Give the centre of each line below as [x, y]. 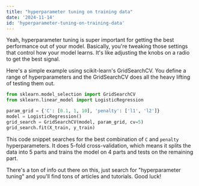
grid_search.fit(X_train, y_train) [51, 127]
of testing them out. [31, 83]
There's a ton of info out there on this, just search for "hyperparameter [94, 170]
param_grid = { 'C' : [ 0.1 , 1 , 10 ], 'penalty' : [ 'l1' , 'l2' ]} [83, 111]
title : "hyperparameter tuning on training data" [70, 12]
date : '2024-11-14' [31, 17]
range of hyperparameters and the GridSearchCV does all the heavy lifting [98, 77]
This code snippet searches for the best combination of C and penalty [93, 139]
